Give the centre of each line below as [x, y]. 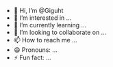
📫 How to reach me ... [45, 40]
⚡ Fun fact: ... [32, 57]
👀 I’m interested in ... [42, 18]
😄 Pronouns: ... [36, 50]
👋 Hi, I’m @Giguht [38, 11]
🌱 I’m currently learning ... [50, 25]
